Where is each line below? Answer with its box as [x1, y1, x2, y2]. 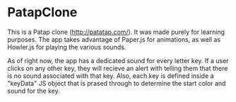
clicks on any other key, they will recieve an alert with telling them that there [7, 64, 228, 72]
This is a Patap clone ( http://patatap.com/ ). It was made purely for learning [7, 28, 225, 36]
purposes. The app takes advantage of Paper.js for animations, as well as [7, 35, 221, 43]
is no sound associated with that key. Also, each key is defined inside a [7, 72, 214, 80]
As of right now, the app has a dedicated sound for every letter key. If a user [7, 56, 229, 64]
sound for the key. [7, 86, 60, 95]
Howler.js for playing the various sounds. [7, 42, 126, 51]
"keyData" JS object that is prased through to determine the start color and [7, 79, 226, 87]
